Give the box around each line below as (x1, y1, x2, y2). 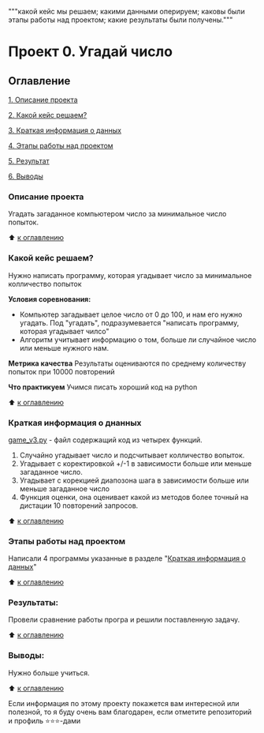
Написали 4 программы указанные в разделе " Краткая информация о (8, 554, 246, 563)
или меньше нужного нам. (19, 343, 109, 352)
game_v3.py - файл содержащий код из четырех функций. (8, 434, 203, 445)
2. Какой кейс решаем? (8, 111, 87, 119)
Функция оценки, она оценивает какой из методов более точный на (19, 492, 249, 502)
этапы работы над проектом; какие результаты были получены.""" (8, 15, 233, 24)
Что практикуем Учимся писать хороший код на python (8, 382, 198, 392)
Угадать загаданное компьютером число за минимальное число (8, 209, 227, 219)
